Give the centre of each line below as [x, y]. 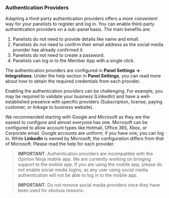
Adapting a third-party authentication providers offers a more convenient [81, 19]
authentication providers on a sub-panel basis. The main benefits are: [78, 29]
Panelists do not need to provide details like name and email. [76, 39]
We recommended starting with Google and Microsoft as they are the [77, 117]
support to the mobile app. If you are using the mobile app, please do [90, 165]
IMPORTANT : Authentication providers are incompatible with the [85, 154]
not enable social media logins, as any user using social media [83, 170]
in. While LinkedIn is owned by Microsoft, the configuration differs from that [84, 139]
